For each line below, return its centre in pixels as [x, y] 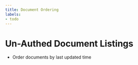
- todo [12, 19]
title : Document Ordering [32, 10]
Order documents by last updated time [52, 57]
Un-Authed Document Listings [69, 43]
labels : [13, 14]
